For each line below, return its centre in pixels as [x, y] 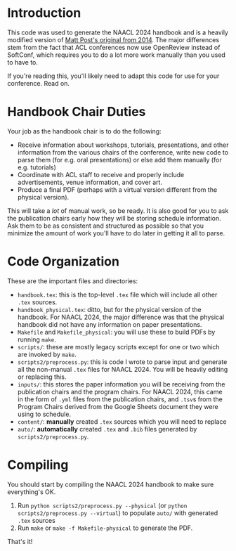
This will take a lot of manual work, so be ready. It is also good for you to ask [118, 210]
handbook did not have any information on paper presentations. [110, 324]
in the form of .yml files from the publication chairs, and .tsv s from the [120, 399]
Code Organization [63, 262]
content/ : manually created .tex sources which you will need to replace [122, 421]
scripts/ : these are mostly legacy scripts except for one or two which [118, 346]
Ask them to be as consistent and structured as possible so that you [106, 226]
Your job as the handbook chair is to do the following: [84, 131]
